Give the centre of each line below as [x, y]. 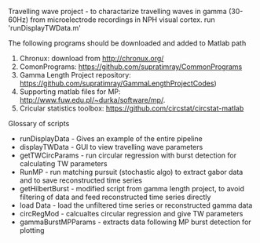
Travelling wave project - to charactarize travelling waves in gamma [117, 11]
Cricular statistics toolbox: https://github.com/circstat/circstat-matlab [132, 108]
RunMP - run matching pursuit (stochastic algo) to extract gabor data [131, 172]
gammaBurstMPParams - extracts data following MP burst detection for [135, 222]
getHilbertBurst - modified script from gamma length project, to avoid [132, 189]
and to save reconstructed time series [81, 180]
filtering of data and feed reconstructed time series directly [115, 197]
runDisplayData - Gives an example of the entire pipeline [111, 139]
